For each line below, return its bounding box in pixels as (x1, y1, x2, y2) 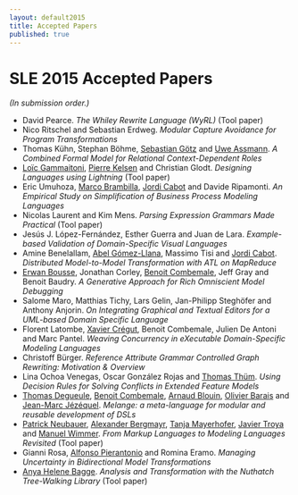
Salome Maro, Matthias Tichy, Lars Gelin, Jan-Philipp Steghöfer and (21, 296, 272, 306)
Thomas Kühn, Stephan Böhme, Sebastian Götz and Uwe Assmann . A (21, 144, 278, 155)
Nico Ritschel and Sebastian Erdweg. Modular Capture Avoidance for (21, 124, 277, 135)
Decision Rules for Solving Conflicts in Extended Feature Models (21, 381, 260, 391)
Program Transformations (21, 134, 118, 145)
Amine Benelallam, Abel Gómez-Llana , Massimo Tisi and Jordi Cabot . (21, 247, 277, 259)
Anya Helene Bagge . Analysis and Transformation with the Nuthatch (21, 466, 275, 477)
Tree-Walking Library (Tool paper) (21, 475, 148, 487)
